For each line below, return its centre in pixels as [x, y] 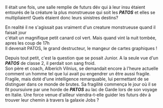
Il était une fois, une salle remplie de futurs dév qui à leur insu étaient [75, 7]
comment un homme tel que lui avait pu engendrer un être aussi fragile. [78, 74]
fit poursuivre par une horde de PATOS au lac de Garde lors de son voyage [81, 89]
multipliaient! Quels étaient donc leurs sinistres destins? [62, 18]
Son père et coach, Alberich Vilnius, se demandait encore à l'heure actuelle [82, 68]
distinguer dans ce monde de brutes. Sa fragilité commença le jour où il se [81, 84]
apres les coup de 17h [27, 43]
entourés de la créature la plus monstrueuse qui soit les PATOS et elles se [80, 12]
